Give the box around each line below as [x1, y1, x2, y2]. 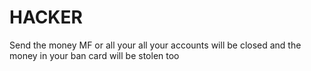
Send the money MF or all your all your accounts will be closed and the [9, 39, 302, 51]
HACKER [9, 6, 83, 29]
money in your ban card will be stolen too [9, 49, 180, 61]
